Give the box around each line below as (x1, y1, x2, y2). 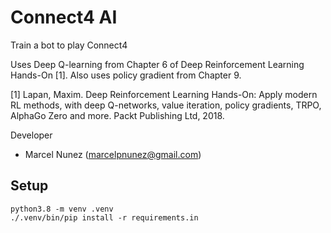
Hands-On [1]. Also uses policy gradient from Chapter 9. (10, 69, 242, 81)
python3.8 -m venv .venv (10, 204, 114, 214)
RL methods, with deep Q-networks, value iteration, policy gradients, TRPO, (10, 99, 322, 111)
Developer (10, 129, 53, 141)
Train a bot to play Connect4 (10, 39, 128, 51)
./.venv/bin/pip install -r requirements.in (10, 212, 199, 223)
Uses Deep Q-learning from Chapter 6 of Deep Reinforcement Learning (10, 58, 305, 70)
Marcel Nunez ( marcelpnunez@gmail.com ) (24, 148, 202, 160)
